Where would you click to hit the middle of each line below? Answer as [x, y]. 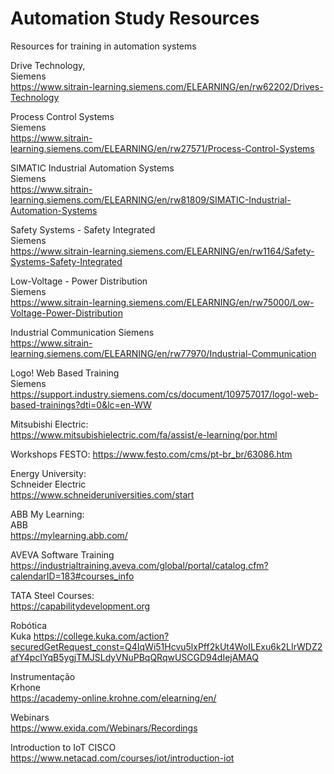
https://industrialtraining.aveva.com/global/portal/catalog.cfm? [139, 565]
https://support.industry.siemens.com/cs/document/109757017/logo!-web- [164, 394]
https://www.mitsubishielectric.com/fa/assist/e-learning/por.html [144, 434]
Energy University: [48, 473]
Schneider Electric [48, 484]
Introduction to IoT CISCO [63, 747]
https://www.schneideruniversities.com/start [102, 494]
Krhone [26, 687]
